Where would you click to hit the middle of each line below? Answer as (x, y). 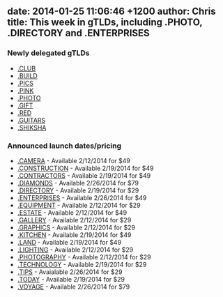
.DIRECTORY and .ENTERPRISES (78, 33)
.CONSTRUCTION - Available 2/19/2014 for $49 (85, 168)
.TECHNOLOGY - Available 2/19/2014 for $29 (82, 264)
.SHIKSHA (32, 128)
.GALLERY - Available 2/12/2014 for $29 (74, 220)
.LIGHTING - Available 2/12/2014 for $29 (75, 250)
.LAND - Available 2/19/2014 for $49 (69, 242)
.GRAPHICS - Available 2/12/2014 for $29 (76, 227)
